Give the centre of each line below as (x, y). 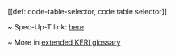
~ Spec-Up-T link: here (46, 27)
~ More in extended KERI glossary (64, 42)
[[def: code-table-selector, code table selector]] (87, 12)
